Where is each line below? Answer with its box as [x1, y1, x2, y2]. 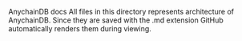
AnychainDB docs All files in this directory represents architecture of [8, 7, 235, 16]
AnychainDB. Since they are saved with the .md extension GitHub [8, 15, 224, 25]
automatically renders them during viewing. [8, 24, 152, 33]
